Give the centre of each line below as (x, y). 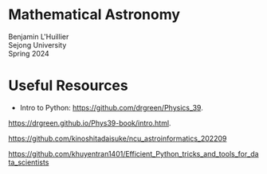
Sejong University (37, 44)
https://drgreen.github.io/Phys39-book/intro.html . (90, 123)
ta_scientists (29, 162)
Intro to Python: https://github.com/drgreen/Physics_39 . (111, 107)
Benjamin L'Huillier (39, 37)
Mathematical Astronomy (94, 15)
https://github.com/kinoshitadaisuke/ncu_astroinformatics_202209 (118, 138)
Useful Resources (69, 86)
